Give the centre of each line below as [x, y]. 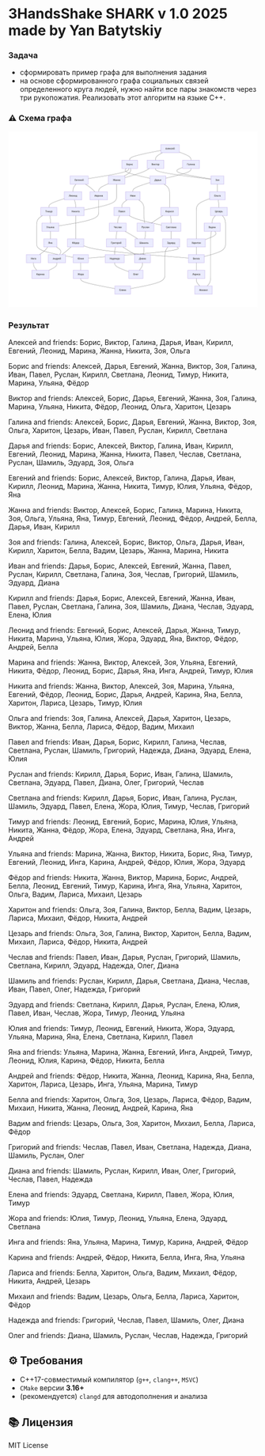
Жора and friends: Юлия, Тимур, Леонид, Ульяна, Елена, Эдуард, [118, 1219]
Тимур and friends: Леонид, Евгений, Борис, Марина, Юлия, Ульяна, [123, 822]
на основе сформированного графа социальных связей [114, 81]
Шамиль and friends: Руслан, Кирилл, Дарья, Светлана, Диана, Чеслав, [129, 981]
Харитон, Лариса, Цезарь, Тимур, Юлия [75, 703]
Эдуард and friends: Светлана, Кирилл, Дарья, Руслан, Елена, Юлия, [124, 1005]
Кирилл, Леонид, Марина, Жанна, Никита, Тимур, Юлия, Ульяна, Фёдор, [131, 487]
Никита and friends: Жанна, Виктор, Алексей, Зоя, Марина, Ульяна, [121, 686]
